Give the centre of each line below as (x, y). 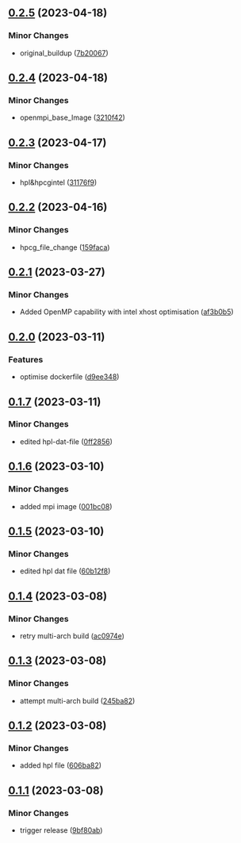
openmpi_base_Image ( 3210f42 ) (72, 117)
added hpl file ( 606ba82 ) (60, 765)
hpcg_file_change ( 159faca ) (65, 247)
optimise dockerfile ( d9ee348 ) (69, 377)
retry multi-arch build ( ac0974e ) (72, 636)
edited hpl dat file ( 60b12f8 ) (65, 571)
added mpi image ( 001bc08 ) (66, 506)
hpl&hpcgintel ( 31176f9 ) (58, 182)
